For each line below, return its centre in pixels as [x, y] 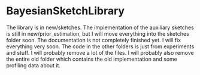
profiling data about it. [34, 65]
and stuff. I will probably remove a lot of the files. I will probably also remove [100, 52]
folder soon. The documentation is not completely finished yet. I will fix [94, 40]
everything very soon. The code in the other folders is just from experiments [100, 46]
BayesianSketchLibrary [65, 11]
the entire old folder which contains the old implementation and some [92, 59]
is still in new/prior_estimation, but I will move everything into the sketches [98, 33]
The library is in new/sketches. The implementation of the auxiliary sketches [100, 27]
